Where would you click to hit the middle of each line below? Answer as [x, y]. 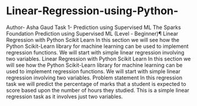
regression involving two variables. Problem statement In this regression [94, 78]
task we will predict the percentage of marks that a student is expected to [96, 83]
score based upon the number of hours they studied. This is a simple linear [98, 90]
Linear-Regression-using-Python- [92, 11]
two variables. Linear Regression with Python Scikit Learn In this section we [99, 59]
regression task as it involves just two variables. [65, 97]
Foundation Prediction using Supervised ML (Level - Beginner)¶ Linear [92, 33]
